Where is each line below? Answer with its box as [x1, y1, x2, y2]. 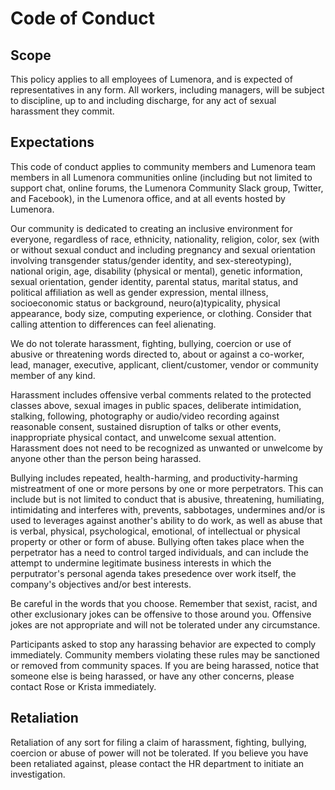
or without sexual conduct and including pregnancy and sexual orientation [10, 243, 316, 256]
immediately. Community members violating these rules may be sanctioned [10, 648, 320, 661]
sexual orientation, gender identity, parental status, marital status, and [10, 275, 299, 287]
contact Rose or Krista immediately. [10, 680, 157, 692]
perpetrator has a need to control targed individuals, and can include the [10, 546, 309, 558]
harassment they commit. [10, 105, 115, 117]
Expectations [10, 134, 95, 151]
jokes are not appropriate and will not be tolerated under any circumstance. [10, 618, 321, 631]
